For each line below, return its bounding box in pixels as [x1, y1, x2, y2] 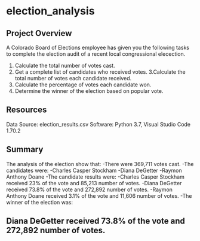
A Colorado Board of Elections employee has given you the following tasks [6, 44, 190, 51]
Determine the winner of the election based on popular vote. [14, 88, 164, 94]
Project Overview [6, 28, 72, 38]
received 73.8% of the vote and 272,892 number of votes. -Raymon [6, 186, 173, 193]
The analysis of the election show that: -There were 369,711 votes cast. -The [6, 160, 194, 167]
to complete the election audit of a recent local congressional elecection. [6, 50, 186, 58]
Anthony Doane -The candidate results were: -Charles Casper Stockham [6, 173, 185, 180]
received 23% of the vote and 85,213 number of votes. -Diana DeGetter [6, 179, 182, 186]
